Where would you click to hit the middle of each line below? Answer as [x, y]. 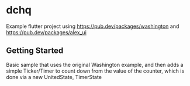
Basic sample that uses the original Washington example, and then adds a [95, 64]
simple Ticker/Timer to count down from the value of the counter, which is [95, 71]
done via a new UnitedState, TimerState [54, 77]
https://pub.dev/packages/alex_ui [46, 32]
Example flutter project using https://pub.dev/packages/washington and [93, 26]
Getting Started [35, 51]
